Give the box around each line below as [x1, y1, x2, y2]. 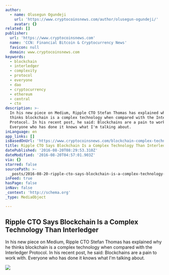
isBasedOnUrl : [5, 139, 35, 144]
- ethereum [10, 92, 33, 97]
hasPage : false [5, 181, 37, 186]
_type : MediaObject [5, 194, 46, 199]
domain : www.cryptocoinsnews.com [10, 49, 80, 54]
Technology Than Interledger [5, 226, 99, 234]
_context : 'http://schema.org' [5, 190, 71, 195]
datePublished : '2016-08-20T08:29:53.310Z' [5, 148, 98, 153]
